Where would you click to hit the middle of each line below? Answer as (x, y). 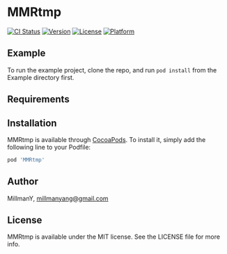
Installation (32, 123)
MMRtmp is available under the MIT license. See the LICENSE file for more (114, 237)
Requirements (38, 99)
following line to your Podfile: (49, 147)
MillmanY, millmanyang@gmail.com (58, 198)
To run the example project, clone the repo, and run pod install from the (112, 70)
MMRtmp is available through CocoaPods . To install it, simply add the (107, 139)
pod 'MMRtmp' (26, 160)
